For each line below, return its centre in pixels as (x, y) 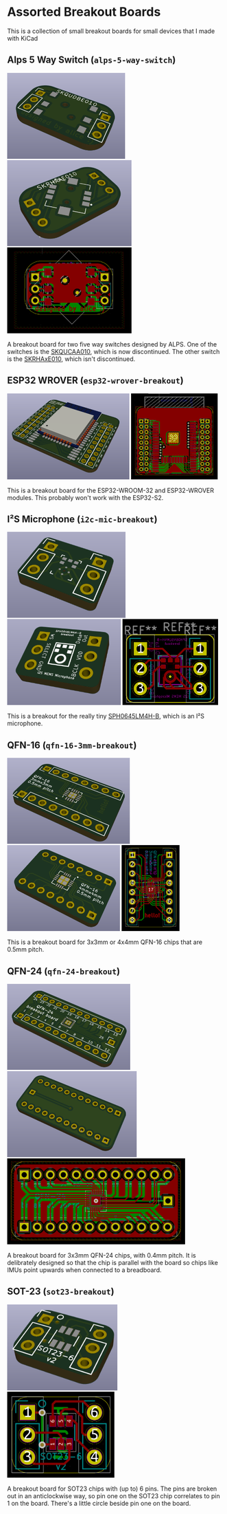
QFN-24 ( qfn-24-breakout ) (64, 971)
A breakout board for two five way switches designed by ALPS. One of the (112, 344)
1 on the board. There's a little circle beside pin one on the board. (99, 1503)
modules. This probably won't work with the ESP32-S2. (85, 497)
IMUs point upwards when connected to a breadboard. (84, 1270)
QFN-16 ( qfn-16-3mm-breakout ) (72, 745)
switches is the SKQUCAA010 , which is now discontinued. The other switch (113, 351)
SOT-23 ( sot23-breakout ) (61, 1292)
